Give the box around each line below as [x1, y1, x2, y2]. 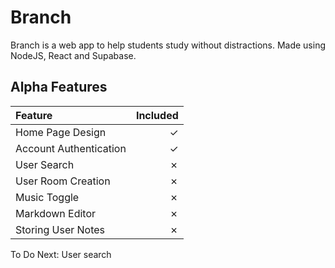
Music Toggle [15, 190, 80, 204]
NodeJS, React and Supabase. [10, 49, 137, 61]
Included [135, 108, 179, 122]
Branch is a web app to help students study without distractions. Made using [10, 39, 326, 51]
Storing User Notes [15, 222, 106, 236]
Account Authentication [15, 141, 127, 155]
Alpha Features [10, 79, 108, 96]
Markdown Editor [15, 206, 97, 220]
